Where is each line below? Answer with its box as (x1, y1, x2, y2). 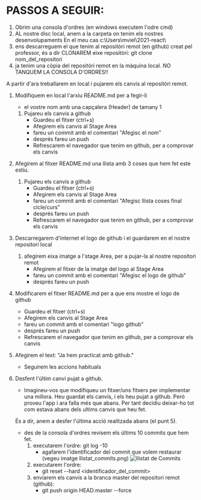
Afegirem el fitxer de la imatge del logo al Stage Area (32, 265, 164, 272)
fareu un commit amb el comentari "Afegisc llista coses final (32, 197, 182, 204)
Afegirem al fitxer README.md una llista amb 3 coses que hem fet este (14, 160, 191, 167)
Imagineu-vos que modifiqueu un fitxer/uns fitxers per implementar (23, 386, 191, 393)
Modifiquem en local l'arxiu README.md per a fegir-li (14, 92, 147, 99)
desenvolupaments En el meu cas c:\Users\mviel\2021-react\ (14, 36, 167, 43)
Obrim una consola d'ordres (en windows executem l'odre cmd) (14, 23, 173, 31)
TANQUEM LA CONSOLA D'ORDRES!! (14, 68, 108, 75)
